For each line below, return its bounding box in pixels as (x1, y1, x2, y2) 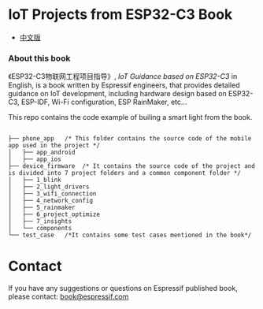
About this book (8, 53, 71, 64)
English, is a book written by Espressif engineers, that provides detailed (8, 80, 240, 90)
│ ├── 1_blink (8, 176, 61, 184)
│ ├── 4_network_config (8, 197, 93, 205)
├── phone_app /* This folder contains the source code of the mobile (8, 135, 252, 143)
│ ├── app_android (8, 148, 76, 157)
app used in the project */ (8, 142, 101, 150)
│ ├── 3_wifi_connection (8, 190, 97, 198)
